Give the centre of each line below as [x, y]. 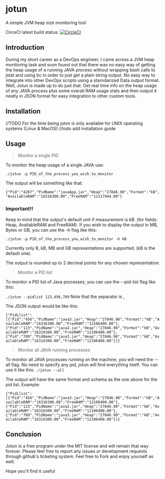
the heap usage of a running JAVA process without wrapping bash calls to [81, 70]
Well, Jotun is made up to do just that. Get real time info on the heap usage [81, 85]
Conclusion [24, 435]
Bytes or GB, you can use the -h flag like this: [51, 230]
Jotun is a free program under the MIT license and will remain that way [77, 446]
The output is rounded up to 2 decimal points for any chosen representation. [83, 263]
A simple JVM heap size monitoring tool [46, 23]
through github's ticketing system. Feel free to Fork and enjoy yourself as [80, 456]
